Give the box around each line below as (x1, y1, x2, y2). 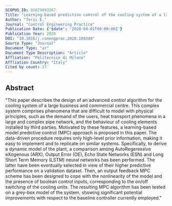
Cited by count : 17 (5, 64, 47, 70)
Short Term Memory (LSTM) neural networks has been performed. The (5, 156, 155, 163)
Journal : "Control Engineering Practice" (5, 21, 95, 27)
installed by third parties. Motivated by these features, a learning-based (5, 124, 157, 130)
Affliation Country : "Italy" (5, 60, 68, 65)
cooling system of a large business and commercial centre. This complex (5, 102, 160, 108)
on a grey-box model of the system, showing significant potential (5, 189, 142, 195)
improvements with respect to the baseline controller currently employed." (5, 195, 162, 201)
